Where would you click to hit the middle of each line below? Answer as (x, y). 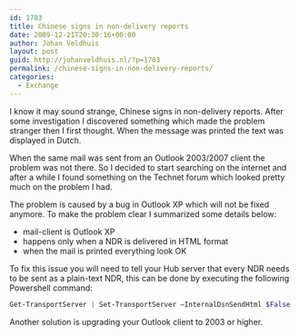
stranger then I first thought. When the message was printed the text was (146, 130)
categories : (32, 77)
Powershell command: (51, 288)
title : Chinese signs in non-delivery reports (99, 26)
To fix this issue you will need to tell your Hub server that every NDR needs (150, 268)
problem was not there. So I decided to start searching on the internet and (148, 167)
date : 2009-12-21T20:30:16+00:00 (73, 35)
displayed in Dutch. (45, 140)
